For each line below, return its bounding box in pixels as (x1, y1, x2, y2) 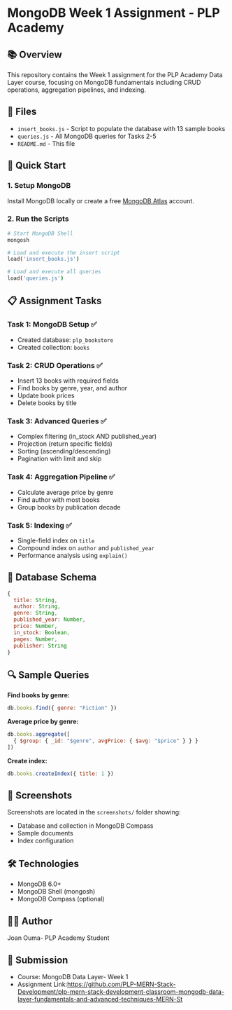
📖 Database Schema (7, 571, 97, 583)
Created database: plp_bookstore (17, 335, 114, 344)
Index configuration (17, 836, 74, 845)
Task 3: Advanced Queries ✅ (7, 416, 107, 425)
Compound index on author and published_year (17, 543, 155, 552)
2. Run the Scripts (7, 214, 69, 224)
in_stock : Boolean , (13, 629, 71, 636)
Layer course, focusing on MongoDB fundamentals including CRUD (7, 79, 201, 86)
